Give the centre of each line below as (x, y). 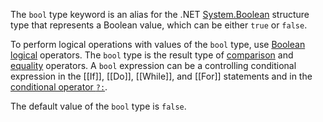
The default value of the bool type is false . (98, 106)
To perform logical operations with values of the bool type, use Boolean (158, 44)
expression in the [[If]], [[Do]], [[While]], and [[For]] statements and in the (161, 76)
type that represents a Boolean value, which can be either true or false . (159, 25)
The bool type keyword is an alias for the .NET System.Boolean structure (160, 14)
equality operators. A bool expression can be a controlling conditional (153, 65)
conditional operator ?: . (59, 87)
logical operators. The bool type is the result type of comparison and (152, 55)
